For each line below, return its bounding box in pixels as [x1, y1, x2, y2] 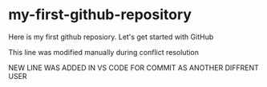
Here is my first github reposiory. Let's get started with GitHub [8, 32, 214, 42]
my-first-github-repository [8, 6, 192, 24]
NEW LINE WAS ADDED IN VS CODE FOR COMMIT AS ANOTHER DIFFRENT [8, 62, 259, 73]
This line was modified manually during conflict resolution [8, 47, 199, 57]
